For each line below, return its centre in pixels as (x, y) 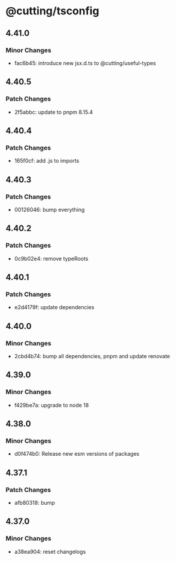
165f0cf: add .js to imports (47, 161)
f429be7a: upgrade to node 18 (51, 405)
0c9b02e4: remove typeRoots (51, 258)
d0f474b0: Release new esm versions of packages (77, 454)
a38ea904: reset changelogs (50, 551)
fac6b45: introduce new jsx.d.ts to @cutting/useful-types (85, 63)
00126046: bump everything (49, 209)
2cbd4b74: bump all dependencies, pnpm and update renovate (92, 356)
